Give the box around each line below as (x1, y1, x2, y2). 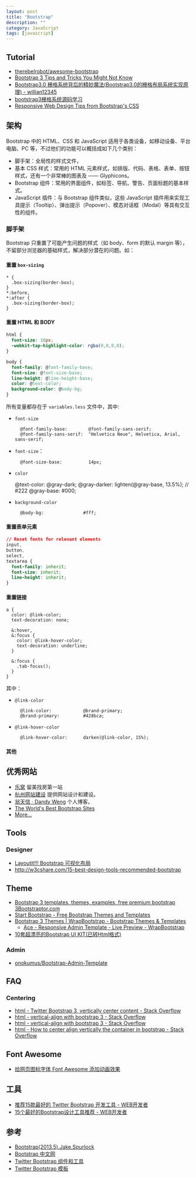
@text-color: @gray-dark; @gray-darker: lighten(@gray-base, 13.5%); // (14, 481, 189, 488)
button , (6, 548, 25, 553)
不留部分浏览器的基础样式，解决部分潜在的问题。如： (6, 247, 135, 254)
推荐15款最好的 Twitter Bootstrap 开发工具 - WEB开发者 (14, 1101, 148, 1108)
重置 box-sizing (6, 261, 44, 268)
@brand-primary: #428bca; (20, 713, 104, 719)
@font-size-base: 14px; (20, 459, 102, 465)
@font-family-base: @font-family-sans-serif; (20, 427, 152, 432)
